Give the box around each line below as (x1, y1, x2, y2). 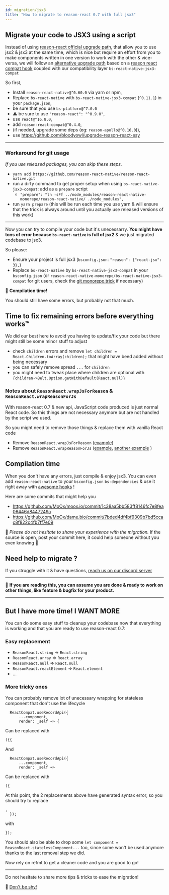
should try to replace (5, 797, 49, 803)
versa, (5, 60, 19, 66)
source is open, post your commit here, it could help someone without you (5, 534, 159, 540)
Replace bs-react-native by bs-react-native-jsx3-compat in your (12, 267, 148, 273)
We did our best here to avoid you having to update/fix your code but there (5, 333, 160, 339)
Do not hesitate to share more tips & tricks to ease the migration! (5, 874, 139, 880)
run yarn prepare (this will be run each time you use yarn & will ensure (12, 201, 158, 207)
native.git (12, 176, 36, 181)
